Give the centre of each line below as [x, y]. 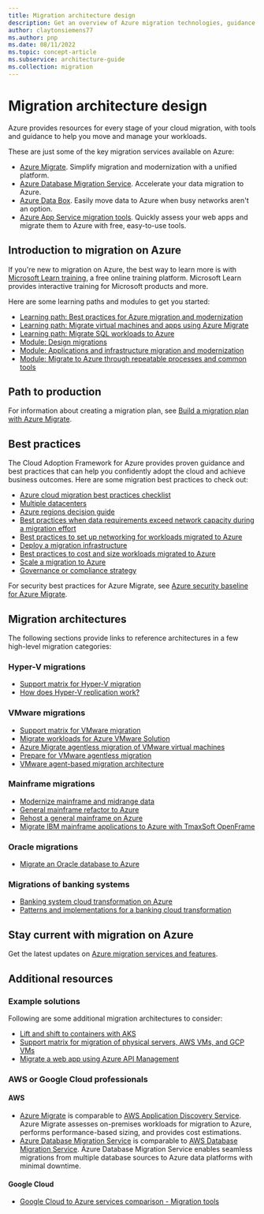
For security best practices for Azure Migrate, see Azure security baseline [128, 586]
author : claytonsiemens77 [50, 30]
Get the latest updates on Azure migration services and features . [113, 954]
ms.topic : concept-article [52, 52]
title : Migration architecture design [72, 15]
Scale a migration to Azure [63, 562]
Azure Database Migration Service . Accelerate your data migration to [132, 183]
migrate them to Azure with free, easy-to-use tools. [103, 225]
